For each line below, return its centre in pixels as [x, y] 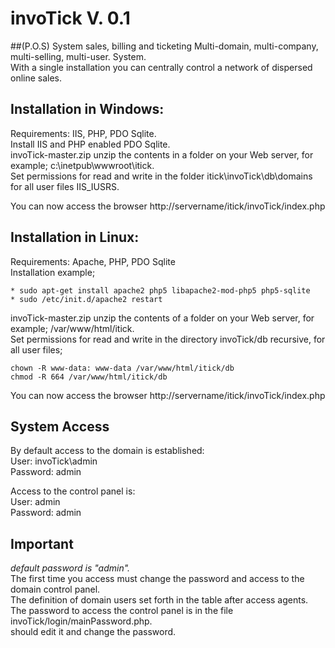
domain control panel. [55, 589]
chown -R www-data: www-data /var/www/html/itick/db [122, 368]
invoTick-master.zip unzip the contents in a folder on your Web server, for [162, 154]
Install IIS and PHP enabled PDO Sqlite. [90, 144]
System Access [60, 426]
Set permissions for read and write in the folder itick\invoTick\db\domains [161, 176]
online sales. [36, 78]
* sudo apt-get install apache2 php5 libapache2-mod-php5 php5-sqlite [160, 290]
